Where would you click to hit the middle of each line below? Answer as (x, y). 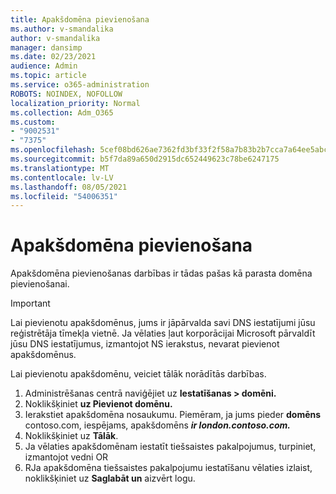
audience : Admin (44, 66)
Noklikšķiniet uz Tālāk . (71, 436)
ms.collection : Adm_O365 (62, 112)
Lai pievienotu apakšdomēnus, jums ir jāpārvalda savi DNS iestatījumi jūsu (163, 323)
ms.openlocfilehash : (53, 150)
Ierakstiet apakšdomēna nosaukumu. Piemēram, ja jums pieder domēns (173, 415)
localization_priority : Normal (75, 103)
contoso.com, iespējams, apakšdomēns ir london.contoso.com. (158, 425)
